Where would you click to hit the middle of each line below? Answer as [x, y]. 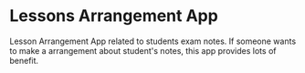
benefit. [24, 60]
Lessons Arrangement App [114, 16]
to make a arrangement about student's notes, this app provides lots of [143, 50]
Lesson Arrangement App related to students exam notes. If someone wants [153, 41]
